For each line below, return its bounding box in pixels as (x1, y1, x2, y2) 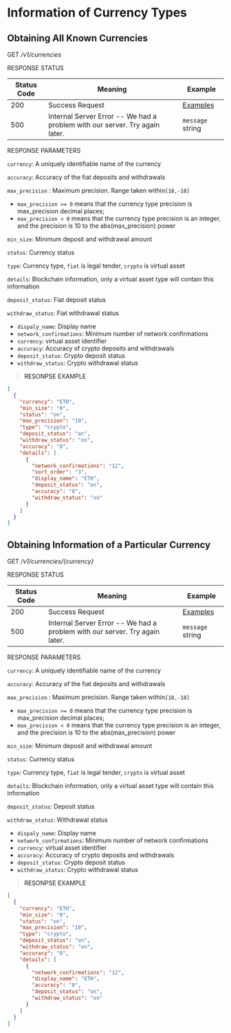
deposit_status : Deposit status (7, 802, 95, 811)
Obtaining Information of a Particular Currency (7, 539, 211, 551)
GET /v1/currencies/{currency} (7, 557, 94, 566)
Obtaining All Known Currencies (7, 32, 148, 44)
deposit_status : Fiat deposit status (7, 296, 107, 303)
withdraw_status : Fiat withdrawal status (7, 309, 119, 317)
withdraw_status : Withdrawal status (7, 816, 108, 824)
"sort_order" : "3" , (32, 469, 88, 476)
